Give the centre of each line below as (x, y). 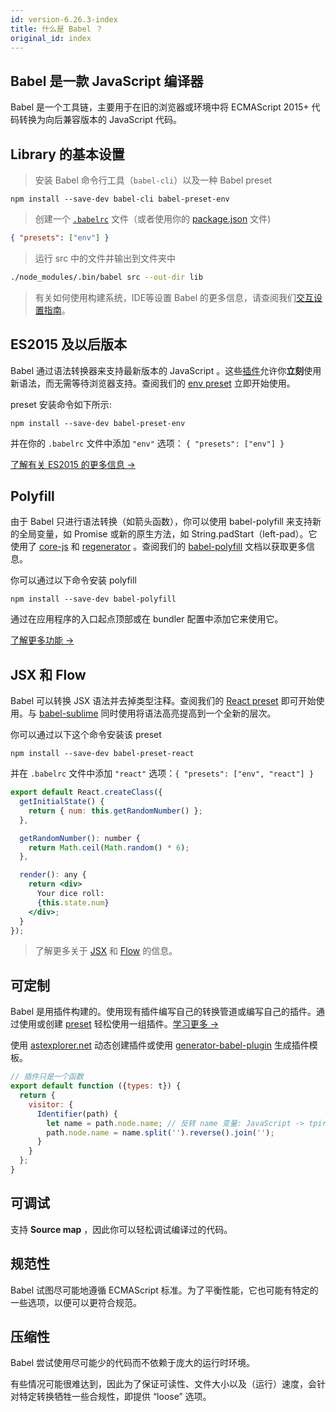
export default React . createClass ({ (86, 792)
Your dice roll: (70, 894)
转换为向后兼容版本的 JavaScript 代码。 (100, 120)
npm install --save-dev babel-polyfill (93, 599)
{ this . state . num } (73, 902)
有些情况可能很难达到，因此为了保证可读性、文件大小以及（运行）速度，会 (163, 1384)
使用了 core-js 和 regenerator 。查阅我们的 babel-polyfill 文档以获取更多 (158, 547)
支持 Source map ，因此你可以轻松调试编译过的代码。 (121, 1229)
